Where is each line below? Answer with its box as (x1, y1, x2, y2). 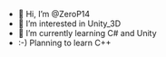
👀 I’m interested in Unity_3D (17, 18, 122, 29)
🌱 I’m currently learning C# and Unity (17, 28, 157, 38)
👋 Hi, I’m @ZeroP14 (17, 9, 91, 19)
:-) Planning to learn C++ (17, 37, 112, 48)
